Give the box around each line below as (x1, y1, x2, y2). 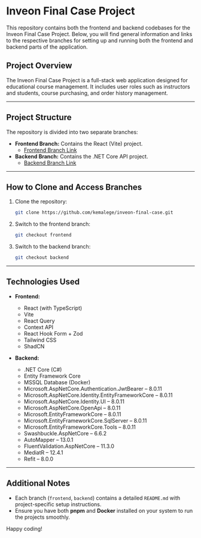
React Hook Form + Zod (23, 330, 83, 337)
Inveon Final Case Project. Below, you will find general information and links (6, 30, 193, 37)
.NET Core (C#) (23, 366, 62, 373)
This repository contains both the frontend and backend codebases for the (6, 24, 190, 31)
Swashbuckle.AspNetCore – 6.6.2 (23, 429, 106, 437)
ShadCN (23, 342, 45, 349)
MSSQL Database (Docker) (23, 378, 91, 385)
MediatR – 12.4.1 (23, 449, 64, 456)
